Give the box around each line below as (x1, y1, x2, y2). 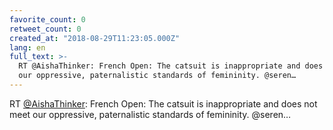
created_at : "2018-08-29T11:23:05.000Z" (9, 33, 181, 43)
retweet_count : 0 (9, 24, 82, 34)
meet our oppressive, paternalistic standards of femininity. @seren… (9, 108, 292, 120)
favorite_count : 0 (9, 14, 86, 25)
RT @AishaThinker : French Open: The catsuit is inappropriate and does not (9, 97, 318, 110)
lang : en (9, 42, 46, 53)
